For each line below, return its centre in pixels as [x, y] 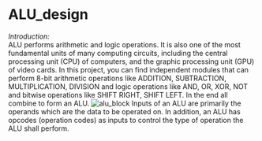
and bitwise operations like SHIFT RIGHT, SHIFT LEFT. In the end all [118, 95]
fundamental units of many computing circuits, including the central [118, 53]
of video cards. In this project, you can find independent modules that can [129, 69]
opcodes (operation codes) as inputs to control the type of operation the [126, 120]
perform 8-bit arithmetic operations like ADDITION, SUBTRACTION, [117, 78]
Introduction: [29, 36]
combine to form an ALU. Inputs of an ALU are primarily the [125, 103]
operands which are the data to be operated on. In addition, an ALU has [124, 111]
